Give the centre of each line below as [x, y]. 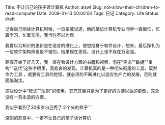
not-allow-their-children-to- [132, 7]
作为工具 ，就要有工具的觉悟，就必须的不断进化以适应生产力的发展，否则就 [81, 74]
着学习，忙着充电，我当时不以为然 [40, 35]
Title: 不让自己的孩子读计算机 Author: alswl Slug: [54, 7]
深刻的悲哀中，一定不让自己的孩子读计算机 [48, 118]
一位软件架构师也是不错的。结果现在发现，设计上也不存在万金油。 [72, 51]
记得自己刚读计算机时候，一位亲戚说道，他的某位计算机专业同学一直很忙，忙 [82, 29]
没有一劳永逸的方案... [27, 97]
